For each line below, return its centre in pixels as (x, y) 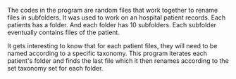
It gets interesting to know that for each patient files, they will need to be (112, 46)
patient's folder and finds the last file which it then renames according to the (118, 61)
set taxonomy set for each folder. (55, 68)
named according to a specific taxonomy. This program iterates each (107, 53)
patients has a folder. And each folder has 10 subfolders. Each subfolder (112, 25)
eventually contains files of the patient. (63, 32)
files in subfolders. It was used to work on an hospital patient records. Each (117, 17)
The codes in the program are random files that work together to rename (113, 10)
